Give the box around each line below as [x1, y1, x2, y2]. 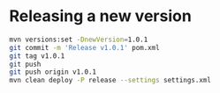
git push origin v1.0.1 [9, 68, 97, 76]
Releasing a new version [9, 6, 192, 26]
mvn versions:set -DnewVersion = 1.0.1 [9, 35, 148, 44]
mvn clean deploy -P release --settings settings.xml [9, 76, 212, 85]
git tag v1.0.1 [9, 51, 65, 61]
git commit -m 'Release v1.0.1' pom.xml [9, 43, 161, 52]
